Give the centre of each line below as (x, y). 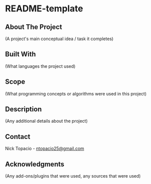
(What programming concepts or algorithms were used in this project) (76, 93)
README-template (44, 9)
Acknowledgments (35, 164)
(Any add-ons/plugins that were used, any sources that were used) (73, 176)
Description (23, 109)
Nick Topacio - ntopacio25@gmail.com (45, 148)
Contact (18, 137)
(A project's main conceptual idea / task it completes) (59, 39)
